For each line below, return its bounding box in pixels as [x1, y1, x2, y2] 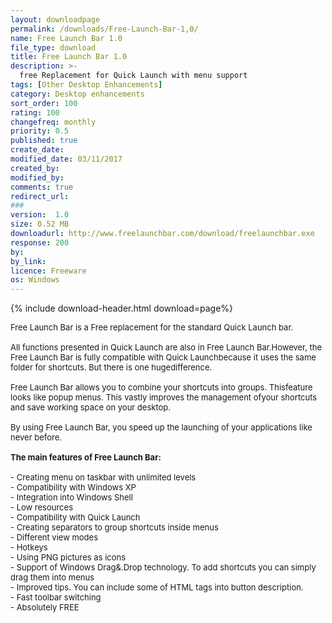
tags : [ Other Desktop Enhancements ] [10, 80, 163, 90]
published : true [10, 136, 78, 146]
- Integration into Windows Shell [10, 492, 133, 503]
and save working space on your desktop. [10, 402, 172, 413]
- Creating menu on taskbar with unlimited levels [10, 472, 197, 483]
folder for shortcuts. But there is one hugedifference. [10, 362, 213, 373]
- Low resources [10, 502, 73, 513]
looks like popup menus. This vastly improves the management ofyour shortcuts [10, 392, 318, 403]
